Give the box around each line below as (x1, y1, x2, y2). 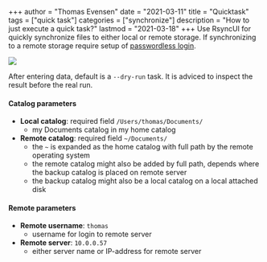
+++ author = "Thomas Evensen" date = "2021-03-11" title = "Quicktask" (8, 7, 249, 16)
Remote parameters (8, 203, 76, 212)
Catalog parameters (8, 98, 77, 108)
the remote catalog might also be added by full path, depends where (31, 159, 260, 169)
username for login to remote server (31, 229, 152, 239)
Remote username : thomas (19, 221, 109, 231)
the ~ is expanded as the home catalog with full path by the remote (31, 142, 253, 152)
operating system (31, 150, 91, 160)
